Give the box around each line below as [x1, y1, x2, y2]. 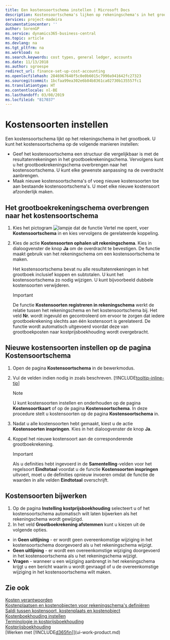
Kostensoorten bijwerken [5, 492, 87, 500]
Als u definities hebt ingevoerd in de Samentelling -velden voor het [12, 460, 152, 467]
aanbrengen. [12, 173, 39, 179]
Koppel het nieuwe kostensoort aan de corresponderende [12, 435, 133, 442]
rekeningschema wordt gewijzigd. [12, 516, 83, 522]
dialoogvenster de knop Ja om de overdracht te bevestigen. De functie [12, 246, 160, 251]
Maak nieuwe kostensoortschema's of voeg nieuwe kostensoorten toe [12, 178, 159, 184]
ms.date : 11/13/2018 [5, 59, 49, 64]
